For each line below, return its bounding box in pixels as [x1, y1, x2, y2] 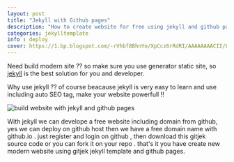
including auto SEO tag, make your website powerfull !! [7, 90, 165, 98]
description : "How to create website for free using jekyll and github [7, 23, 219, 30]
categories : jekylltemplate [7, 29, 89, 37]
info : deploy [7, 36, 49, 43]
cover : [7, 43, 26, 50]
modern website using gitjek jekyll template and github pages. [7, 147, 186, 155]
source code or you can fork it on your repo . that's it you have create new [7, 140, 221, 147]
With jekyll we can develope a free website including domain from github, [7, 117, 218, 126]
